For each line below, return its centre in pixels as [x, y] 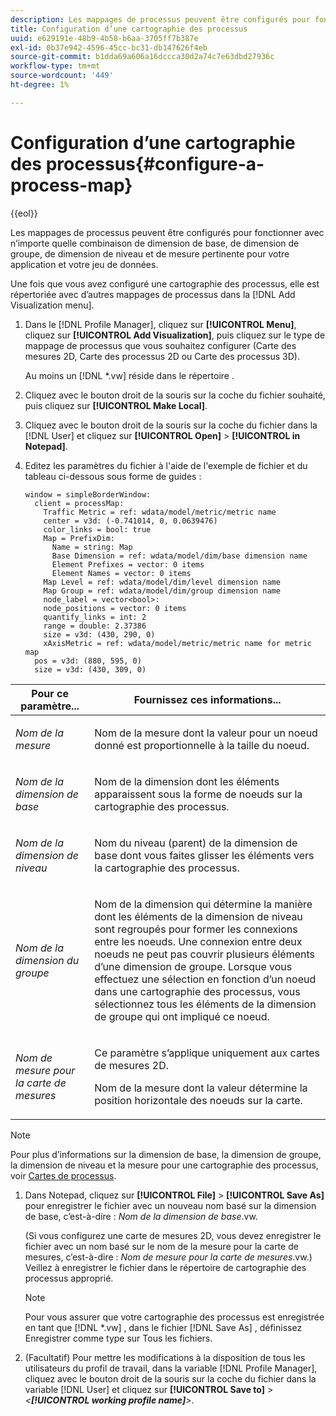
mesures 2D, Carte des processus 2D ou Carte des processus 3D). [162, 356]
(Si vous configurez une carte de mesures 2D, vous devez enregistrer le [173, 1235]
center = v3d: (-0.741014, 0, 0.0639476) [130, 521]
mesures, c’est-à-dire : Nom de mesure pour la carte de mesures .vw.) [168, 1257]
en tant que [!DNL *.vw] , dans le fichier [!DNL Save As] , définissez [163, 1327]
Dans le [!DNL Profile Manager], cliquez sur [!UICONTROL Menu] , [160, 324]
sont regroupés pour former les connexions [196, 929]
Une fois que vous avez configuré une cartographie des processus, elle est [165, 283]
